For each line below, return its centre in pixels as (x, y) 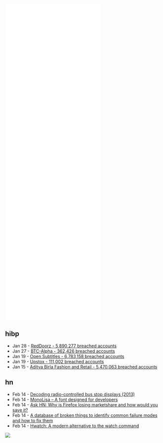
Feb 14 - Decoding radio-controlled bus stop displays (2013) (73, 394)
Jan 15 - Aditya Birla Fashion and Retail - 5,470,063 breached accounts (85, 366)
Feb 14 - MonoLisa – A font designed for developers (65, 400)
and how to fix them (33, 420)
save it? (20, 410)
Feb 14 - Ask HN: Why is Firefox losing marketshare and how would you (85, 404)
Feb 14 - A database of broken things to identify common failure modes (85, 415)
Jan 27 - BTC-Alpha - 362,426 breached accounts (63, 351)
